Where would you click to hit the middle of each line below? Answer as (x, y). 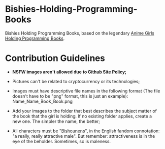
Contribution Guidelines (55, 58)
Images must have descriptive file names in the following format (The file (86, 91)
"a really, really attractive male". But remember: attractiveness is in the (83, 136)
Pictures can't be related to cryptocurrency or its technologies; (76, 81)
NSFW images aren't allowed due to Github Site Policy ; (69, 72)
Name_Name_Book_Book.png (42, 101)
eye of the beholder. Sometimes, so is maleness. (61, 141)
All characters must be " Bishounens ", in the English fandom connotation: (86, 131)
